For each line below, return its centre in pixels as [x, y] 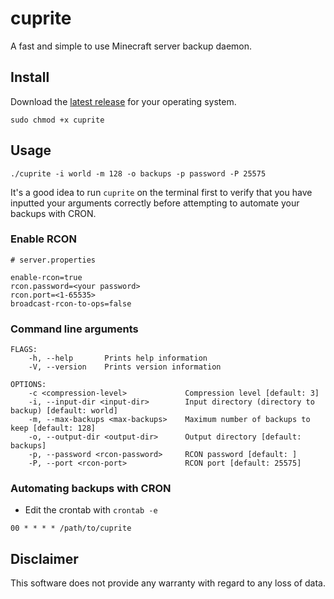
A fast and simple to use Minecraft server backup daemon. [131, 46]
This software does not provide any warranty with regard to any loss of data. [168, 583]
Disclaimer [44, 558]
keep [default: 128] [53, 428]
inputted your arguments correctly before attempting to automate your [155, 203]
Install [30, 77]
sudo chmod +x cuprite [57, 120]
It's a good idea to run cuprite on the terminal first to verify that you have [161, 192]
